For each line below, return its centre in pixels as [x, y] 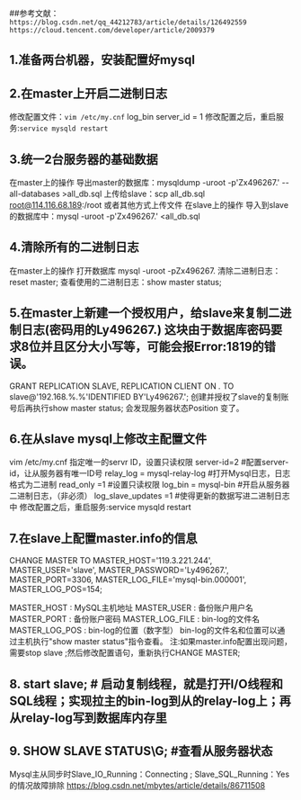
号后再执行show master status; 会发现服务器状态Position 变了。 [127, 408]
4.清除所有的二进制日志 [74, 247]
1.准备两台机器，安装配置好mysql [102, 60]
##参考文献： [34, 13]
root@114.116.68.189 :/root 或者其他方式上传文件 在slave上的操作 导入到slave [149, 205]
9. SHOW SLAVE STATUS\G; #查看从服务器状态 [141, 751]
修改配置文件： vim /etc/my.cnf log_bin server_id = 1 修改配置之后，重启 [143, 117]
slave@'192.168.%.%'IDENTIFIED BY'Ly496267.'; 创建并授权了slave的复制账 [149, 396]
